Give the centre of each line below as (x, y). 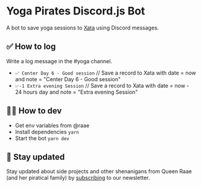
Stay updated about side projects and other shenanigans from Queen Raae (99, 171)
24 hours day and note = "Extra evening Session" (76, 92)
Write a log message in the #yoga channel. (59, 61)
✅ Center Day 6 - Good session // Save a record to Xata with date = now (106, 73)
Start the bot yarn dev (42, 138)
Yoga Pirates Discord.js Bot (76, 11)
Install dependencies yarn (47, 132)
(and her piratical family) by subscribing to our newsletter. (78, 178)
